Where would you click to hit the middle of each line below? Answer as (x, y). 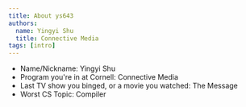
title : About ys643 (41, 16)
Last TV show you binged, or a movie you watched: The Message (129, 86)
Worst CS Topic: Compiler (63, 94)
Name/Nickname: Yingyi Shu (67, 68)
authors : (23, 23)
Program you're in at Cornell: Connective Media (99, 77)
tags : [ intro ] (32, 46)
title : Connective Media (57, 38)
